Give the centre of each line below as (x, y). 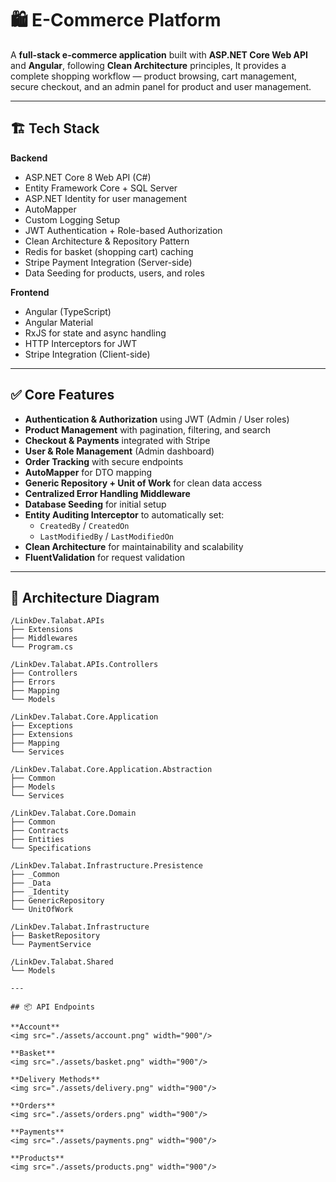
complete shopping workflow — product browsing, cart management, (154, 76)
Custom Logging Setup (72, 219)
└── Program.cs (42, 647)
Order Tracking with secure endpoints (104, 461)
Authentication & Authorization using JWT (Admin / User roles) (157, 419)
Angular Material (59, 322)
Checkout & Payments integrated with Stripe (117, 440)
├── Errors (33, 682)
